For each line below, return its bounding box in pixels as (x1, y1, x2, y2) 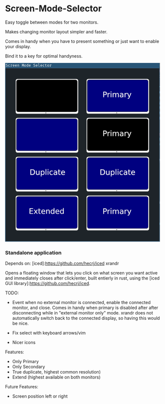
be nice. (12, 320, 29, 326)
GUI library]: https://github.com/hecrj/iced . (5, 280, 91, 286)
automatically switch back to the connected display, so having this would (12, 315, 160, 321)
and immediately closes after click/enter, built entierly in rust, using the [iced (5, 275, 160, 281)
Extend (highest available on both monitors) (12, 374, 101, 380)
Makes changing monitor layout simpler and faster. (5, 29, 108, 34)
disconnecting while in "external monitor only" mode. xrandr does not (12, 310, 153, 316)
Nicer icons (12, 340, 36, 345)
